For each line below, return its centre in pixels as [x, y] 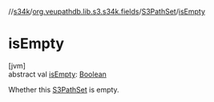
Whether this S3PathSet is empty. [64, 89]
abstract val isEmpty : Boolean [57, 74]
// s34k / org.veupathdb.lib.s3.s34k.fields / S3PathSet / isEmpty [107, 12]
